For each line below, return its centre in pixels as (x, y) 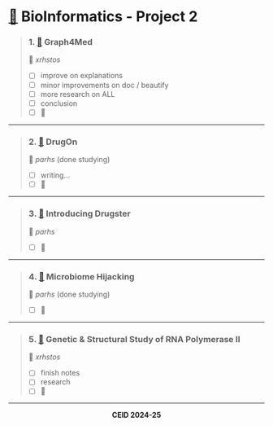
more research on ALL (78, 94)
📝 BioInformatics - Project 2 (103, 17)
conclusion (59, 103)
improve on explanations (82, 76)
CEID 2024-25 (136, 415)
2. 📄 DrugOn (53, 142)
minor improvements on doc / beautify (104, 85)
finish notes (60, 373)
